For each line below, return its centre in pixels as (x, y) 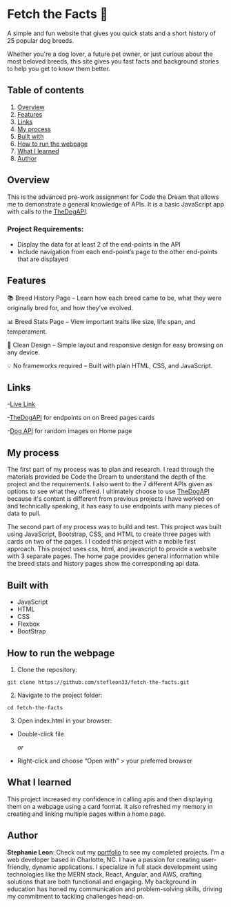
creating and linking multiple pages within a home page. (87, 814)
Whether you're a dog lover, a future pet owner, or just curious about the (110, 54)
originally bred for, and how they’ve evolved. (70, 307)
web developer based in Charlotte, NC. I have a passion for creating (103, 859)
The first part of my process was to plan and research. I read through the (111, 470)
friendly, (19, 867)
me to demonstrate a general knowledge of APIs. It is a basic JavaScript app (115, 204)
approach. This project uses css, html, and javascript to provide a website (112, 549)
